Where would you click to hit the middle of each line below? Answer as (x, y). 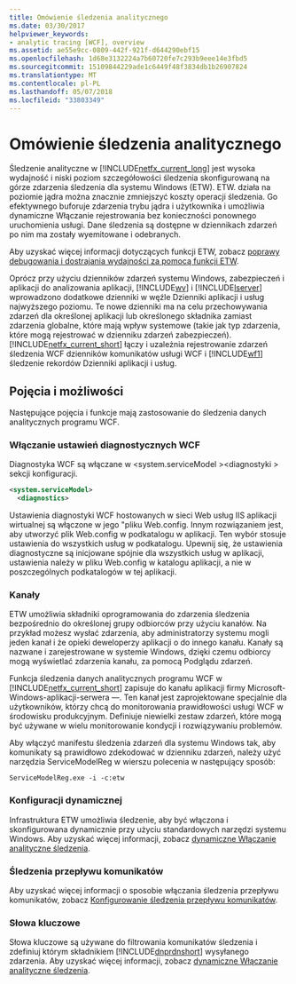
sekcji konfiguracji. (43, 474)
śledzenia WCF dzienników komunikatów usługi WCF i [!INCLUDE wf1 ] (136, 354)
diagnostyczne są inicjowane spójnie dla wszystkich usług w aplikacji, (137, 553)
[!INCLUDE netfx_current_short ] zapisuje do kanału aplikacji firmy (128, 688)
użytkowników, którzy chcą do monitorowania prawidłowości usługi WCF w (146, 707)
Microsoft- (267, 688)
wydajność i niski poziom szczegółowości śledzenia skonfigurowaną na (140, 178)
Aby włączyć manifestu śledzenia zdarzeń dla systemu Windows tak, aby (143, 743)
